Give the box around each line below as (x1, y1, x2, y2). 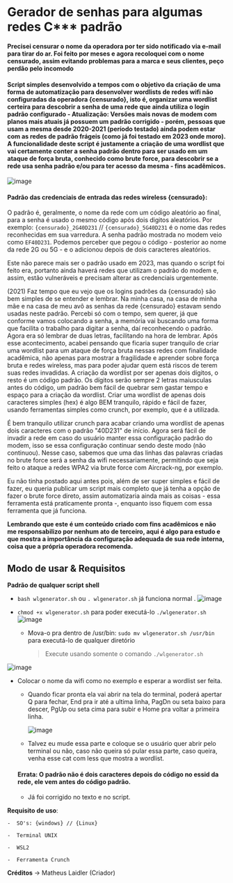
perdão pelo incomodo (7, 64, 74, 72)
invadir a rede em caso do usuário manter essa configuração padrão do (7, 434, 213, 442)
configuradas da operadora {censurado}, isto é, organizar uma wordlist (7, 95, 218, 103)
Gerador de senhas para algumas (7, 4, 203, 20)
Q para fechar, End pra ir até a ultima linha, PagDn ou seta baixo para (27, 698, 226, 706)
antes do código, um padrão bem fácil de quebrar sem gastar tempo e (7, 384, 209, 392)
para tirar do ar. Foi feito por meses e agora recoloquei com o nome (7, 49, 204, 58)
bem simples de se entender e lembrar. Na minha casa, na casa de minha (7, 295, 218, 303)
